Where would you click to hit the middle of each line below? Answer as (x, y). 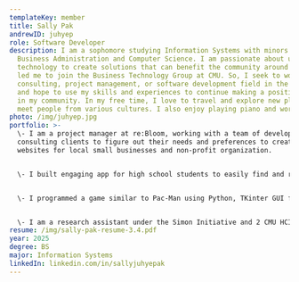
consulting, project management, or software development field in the (153, 84)
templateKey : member (48, 17)
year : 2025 (29, 239)
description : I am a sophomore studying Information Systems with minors (149, 51)
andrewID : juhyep (41, 34)
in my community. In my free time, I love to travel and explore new (149, 100)
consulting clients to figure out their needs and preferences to (143, 142)
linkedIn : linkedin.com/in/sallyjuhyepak (87, 263)
